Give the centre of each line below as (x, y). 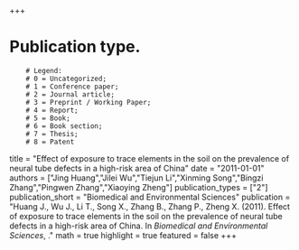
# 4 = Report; (52, 110)
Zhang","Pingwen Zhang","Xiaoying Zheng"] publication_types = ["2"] (139, 187)
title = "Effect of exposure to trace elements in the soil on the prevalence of (149, 158)
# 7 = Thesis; (52, 134)
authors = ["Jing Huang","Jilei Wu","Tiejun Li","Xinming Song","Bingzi (136, 178)
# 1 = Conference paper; (72, 87)
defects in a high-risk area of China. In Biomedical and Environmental (139, 226)
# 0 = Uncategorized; (66, 79)
